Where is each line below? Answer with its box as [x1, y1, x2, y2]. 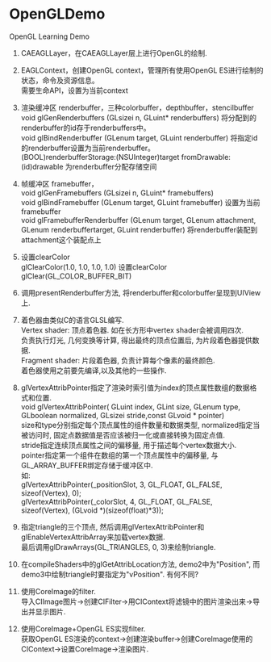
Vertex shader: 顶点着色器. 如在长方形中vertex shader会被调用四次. [20, 325, 244, 335]
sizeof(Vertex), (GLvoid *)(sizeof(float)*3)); [20, 505, 165, 515]
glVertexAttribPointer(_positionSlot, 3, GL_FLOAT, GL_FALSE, [20, 480, 223, 489]
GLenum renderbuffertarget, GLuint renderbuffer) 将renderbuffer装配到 [20, 224, 258, 234]
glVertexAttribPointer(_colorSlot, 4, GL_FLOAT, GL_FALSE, [20, 497, 213, 506]
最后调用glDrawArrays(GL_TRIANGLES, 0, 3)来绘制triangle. [20, 542, 216, 551]
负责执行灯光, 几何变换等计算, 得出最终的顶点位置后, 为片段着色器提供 [20, 335, 252, 345]
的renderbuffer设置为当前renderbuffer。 [20, 143, 156, 153]
